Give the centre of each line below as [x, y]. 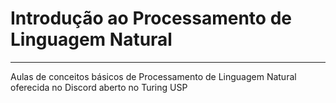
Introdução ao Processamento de [151, 18]
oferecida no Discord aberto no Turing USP [99, 87]
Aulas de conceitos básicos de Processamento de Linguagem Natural [153, 76]
